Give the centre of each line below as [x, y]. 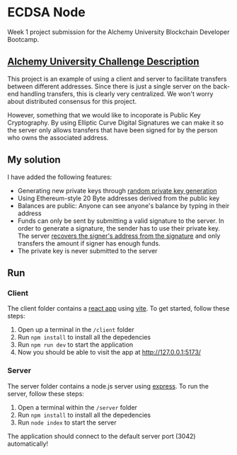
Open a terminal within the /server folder [77, 407]
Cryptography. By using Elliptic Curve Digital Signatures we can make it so [116, 122]
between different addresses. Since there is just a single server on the [110, 86]
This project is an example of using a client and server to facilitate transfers [117, 79]
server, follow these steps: [46, 393]
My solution [34, 160]
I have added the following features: [60, 177]
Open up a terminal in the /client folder [76, 330]
